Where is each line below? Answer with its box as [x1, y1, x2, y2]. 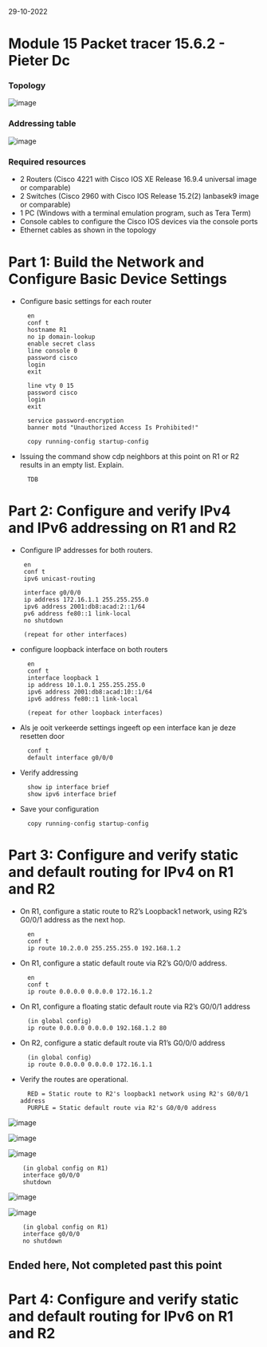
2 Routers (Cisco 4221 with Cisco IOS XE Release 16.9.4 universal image [19, 175, 257, 184]
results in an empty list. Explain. [19, 460, 124, 470]
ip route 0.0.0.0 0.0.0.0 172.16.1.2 [27, 987, 153, 996]
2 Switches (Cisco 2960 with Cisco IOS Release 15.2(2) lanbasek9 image [19, 192, 259, 201]
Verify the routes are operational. [19, 1074, 129, 1084]
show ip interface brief [27, 783, 110, 791]
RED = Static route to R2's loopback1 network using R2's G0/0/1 [27, 1089, 249, 1098]
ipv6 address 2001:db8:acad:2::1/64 [23, 602, 146, 610]
